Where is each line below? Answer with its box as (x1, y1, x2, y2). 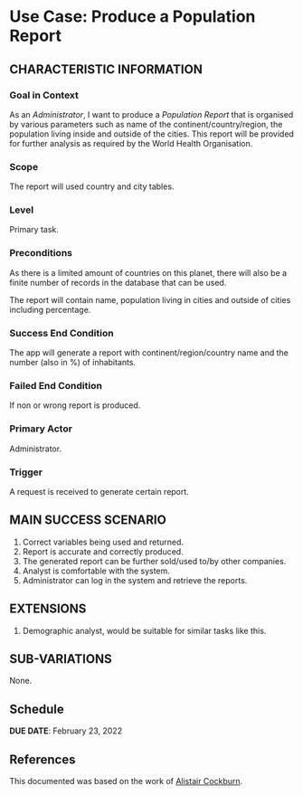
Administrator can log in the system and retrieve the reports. (22, 574, 248, 585)
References (9, 752, 76, 767)
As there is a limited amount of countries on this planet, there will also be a (9, 267, 288, 278)
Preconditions (9, 247, 73, 260)
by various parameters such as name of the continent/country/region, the (9, 118, 283, 129)
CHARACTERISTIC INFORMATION (9, 62, 204, 77)
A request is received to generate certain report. (9, 486, 190, 497)
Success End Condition (9, 327, 115, 339)
